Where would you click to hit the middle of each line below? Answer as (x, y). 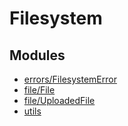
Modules (37, 55)
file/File (39, 90)
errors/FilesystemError (70, 79)
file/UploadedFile (59, 100)
